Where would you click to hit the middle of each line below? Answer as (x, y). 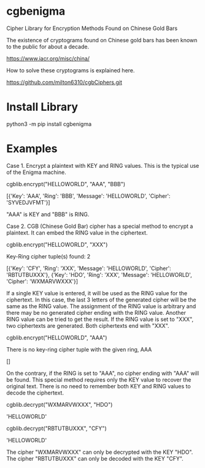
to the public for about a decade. (48, 47)
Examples (32, 149)
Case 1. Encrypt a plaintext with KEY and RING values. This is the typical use (103, 165)
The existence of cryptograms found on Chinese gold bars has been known (102, 40)
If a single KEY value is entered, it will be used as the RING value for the (97, 293)
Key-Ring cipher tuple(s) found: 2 (48, 256)
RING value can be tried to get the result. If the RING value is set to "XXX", (100, 319)
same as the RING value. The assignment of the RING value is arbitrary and (101, 306)
